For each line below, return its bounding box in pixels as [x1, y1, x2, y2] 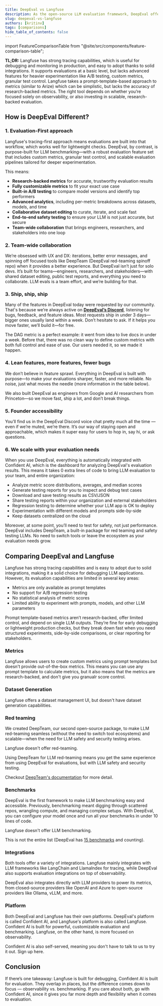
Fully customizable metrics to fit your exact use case [12, 183, 120, 189]
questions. [5, 434, 26, 440]
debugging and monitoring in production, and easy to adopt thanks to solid [5, 63, 155, 68]
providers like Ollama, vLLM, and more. [5, 890, 83, 896]
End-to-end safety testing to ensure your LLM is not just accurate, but [12, 214, 154, 220]
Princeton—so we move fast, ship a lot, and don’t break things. [5, 395, 130, 401]
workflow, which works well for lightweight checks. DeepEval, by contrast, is [5, 144, 158, 150]
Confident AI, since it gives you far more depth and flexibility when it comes [5, 991, 157, 997]
